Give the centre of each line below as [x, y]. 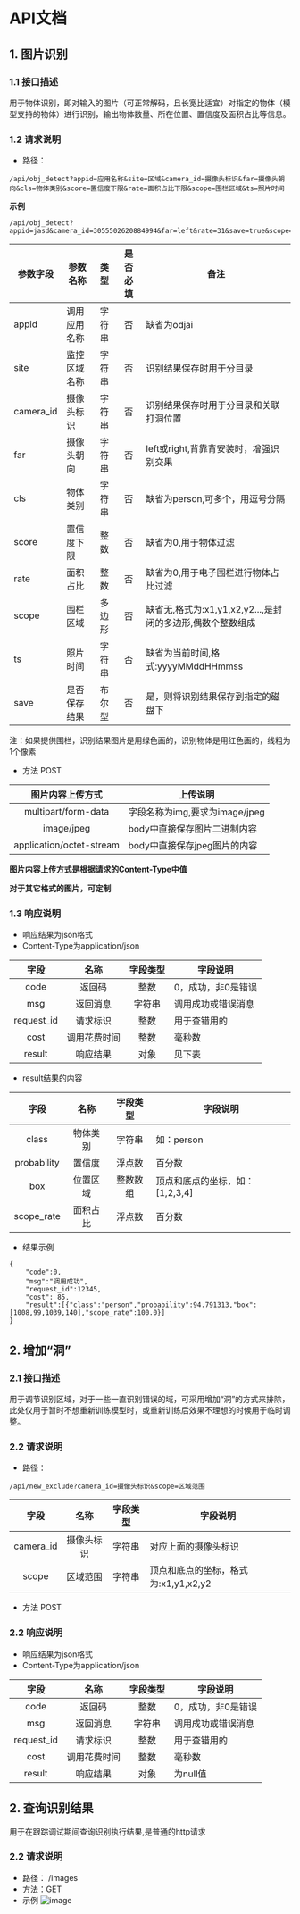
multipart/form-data [67, 812]
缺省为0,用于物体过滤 [190, 543]
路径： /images [50, 1877]
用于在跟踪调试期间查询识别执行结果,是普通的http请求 [108, 1831]
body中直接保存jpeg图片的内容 [193, 846]
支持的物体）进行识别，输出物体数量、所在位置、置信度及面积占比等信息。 [154, 113]
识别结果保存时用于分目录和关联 [213, 405]
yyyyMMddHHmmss [200, 666]
